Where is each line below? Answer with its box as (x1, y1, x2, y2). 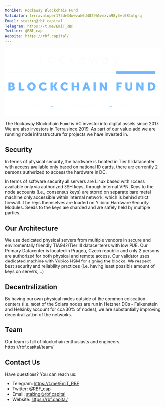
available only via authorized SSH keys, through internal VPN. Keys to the (5, 183, 154, 189)
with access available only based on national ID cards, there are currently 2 (5, 164, 158, 170)
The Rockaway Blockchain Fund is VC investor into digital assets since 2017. (5, 121, 159, 127)
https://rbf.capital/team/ (5, 344, 54, 350)
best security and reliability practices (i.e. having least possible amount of (5, 263, 155, 269)
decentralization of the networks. (5, 311, 72, 317)
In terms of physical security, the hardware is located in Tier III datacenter (5, 158, 155, 164)
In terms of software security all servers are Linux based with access (5, 178, 145, 184)
